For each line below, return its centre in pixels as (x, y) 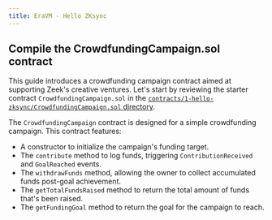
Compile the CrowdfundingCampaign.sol (114, 49)
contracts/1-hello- (181, 99)
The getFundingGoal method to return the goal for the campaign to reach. (142, 207)
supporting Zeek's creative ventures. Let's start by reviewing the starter (129, 89)
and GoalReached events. (60, 164)
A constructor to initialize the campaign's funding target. (114, 147)
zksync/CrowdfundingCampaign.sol (65, 108)
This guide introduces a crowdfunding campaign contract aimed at (120, 81)
